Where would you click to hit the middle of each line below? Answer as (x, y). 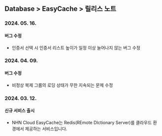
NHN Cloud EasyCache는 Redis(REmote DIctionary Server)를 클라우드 (82, 122)
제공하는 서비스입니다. (46, 129)
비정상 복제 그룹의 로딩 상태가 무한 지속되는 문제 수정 (62, 85)
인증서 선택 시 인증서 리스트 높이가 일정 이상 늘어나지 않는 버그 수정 (76, 47)
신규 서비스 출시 (20, 111)
